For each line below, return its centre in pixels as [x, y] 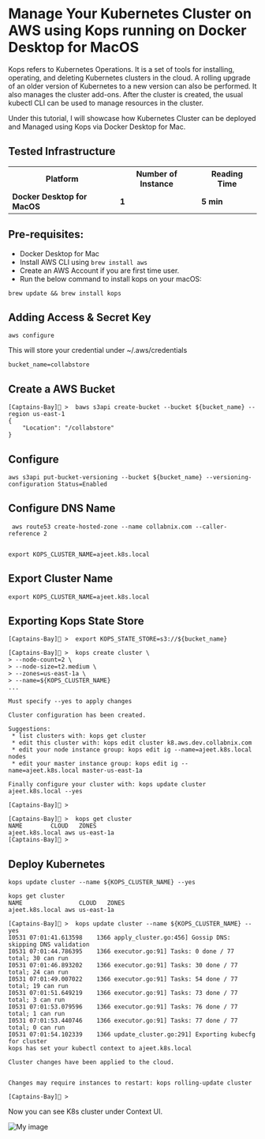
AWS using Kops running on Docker [127, 30]
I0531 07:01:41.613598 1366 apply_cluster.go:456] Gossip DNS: [119, 938]
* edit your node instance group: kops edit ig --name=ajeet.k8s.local [132, 750]
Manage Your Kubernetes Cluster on [130, 14]
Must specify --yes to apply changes [70, 702]
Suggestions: [30, 729]
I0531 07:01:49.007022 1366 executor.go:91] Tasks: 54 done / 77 [123, 979]
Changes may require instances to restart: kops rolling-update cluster [130, 1083]
